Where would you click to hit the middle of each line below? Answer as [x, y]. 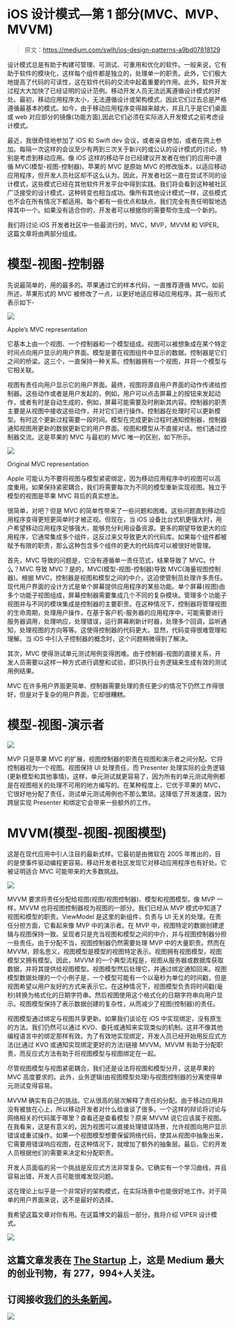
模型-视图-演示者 [56, 725]
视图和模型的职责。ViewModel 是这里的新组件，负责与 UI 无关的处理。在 [111, 916]
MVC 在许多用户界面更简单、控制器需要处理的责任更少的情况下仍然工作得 [112, 685]
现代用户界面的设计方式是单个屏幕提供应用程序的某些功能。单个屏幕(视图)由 [116, 586]
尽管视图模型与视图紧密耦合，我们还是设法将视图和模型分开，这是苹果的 [111, 1068]
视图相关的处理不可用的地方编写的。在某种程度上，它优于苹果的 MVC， [122, 785]
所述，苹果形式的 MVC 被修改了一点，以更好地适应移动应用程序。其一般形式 [117, 293]
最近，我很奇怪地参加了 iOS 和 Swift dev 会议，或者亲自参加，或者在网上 [111, 140]
